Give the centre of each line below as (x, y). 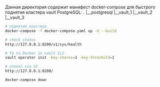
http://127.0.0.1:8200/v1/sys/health (43, 44)
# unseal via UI (21, 66)
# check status (20, 40)
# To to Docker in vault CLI (35, 53)
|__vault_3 (15, 17)
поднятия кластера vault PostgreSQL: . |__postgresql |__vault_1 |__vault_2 (79, 12)
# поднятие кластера (26, 26)
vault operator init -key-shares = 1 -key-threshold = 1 (60, 58)
